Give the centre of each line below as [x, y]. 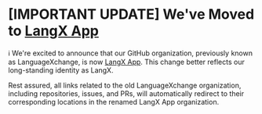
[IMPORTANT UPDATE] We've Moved [131, 14]
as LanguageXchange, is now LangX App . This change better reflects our [126, 62]
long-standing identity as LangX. [61, 70]
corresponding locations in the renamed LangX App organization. [114, 102]
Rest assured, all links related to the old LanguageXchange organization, [125, 85]
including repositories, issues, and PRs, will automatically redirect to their [126, 93]
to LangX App [54, 31]
